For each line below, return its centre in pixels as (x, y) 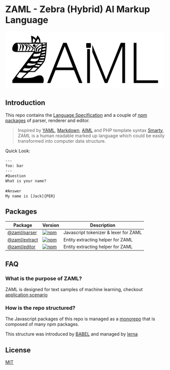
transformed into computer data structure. (62, 141)
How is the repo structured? (40, 308)
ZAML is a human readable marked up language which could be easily (91, 136)
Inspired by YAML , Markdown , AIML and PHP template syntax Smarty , (91, 130)
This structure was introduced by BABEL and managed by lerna (72, 334)
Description (103, 225)
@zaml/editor (22, 246)
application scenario (27, 295)
